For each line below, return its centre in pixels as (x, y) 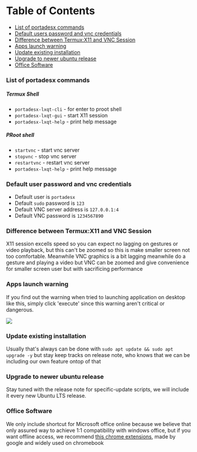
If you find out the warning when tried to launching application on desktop (96, 297)
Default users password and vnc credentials (68, 33)
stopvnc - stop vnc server (46, 156)
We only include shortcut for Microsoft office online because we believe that (98, 424)
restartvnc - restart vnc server (52, 162)
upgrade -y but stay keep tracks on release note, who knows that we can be (98, 355)
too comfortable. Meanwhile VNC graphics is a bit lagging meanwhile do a (96, 256)
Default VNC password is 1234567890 (59, 216)
